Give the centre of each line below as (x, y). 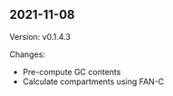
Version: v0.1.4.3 (40, 36)
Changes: (27, 54)
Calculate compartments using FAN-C (93, 82)
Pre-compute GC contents (72, 72)
